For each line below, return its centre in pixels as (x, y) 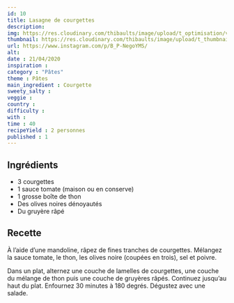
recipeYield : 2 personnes (46, 130)
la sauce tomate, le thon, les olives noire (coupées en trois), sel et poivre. (112, 257)
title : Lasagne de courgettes (51, 20)
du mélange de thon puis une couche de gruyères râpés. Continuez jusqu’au (117, 278)
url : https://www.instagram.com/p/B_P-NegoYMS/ (78, 46)
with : (17, 117)
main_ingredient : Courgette (49, 85)
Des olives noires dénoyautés (60, 204)
